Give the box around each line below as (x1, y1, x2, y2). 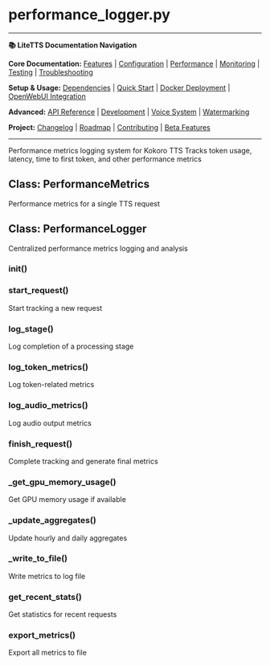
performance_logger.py (8, 6, 171, 24)
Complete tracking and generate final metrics (8, 456, 158, 466)
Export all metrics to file (8, 648, 87, 658)
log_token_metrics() (8, 361, 88, 373)
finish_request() (8, 438, 73, 449)
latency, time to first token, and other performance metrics (8, 154, 202, 164)
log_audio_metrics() (8, 400, 88, 411)
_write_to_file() (8, 553, 68, 564)
